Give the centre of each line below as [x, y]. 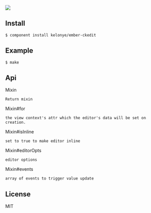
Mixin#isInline [20, 132]
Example [19, 51]
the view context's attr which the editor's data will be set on [75, 118]
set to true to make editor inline [43, 141]
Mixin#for [15, 109]
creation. [16, 122]
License [18, 194]
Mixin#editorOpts [23, 151]
